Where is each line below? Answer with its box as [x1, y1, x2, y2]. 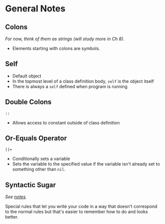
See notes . [5, 194, 27, 200]
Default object [12, 73, 42, 79]
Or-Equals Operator [5, 134, 67, 143]
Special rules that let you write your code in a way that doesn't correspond [5, 204, 158, 210]
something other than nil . [12, 167, 66, 172]
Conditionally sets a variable [12, 156, 70, 162]
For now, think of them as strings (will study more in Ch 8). [5, 36, 125, 42]
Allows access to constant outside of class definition [12, 119, 120, 125]
